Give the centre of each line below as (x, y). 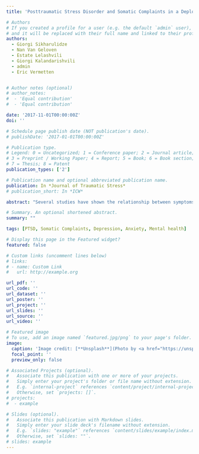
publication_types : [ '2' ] (38, 170)
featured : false (26, 245)
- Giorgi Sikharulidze (39, 44)
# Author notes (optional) (39, 88)
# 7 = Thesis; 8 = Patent (38, 164)
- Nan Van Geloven (34, 50)
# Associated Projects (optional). (50, 370)
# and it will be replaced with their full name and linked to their (94, 33)
